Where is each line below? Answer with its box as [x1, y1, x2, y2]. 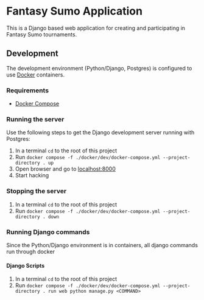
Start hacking [15, 172, 49, 179]
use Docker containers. [6, 71, 65, 78]
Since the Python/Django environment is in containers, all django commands [6, 241, 198, 248]
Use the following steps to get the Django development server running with [6, 129, 195, 136]
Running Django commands [6, 228, 90, 236]
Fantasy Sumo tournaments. [6, 30, 77, 38]
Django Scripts [6, 262, 45, 269]
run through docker [6, 248, 55, 255]
